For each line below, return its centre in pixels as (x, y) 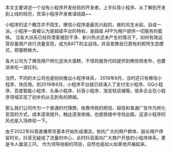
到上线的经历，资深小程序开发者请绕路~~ (48, 14)
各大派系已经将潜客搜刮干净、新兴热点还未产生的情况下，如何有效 (89, 37)
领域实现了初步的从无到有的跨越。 (45, 97)
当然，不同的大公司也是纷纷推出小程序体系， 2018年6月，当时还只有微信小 (84, 78)
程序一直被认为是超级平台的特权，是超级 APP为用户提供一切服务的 (88, 31)
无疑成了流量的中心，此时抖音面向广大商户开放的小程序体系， (96, 138)
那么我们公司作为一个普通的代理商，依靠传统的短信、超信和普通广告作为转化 (85, 108)
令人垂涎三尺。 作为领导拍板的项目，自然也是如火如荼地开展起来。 (79, 144)
